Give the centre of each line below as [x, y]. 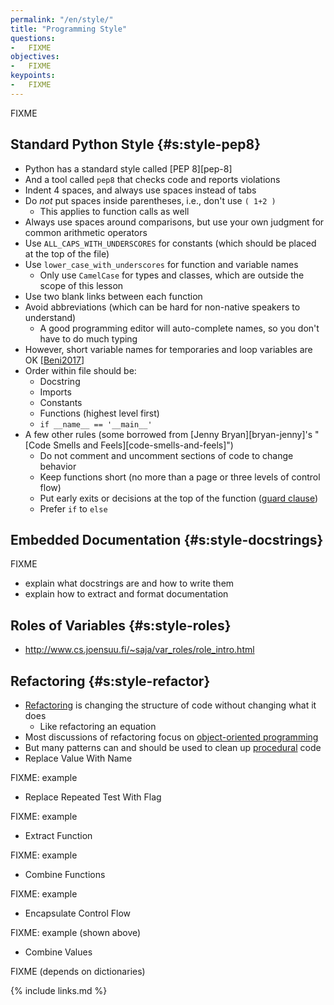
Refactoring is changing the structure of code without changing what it [170, 705]
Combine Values [58, 952]
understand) [50, 317]
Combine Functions [65, 874]
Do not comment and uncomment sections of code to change [166, 455]
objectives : [35, 57]
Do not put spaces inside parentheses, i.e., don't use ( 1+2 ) [150, 200]
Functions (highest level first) [99, 413]
